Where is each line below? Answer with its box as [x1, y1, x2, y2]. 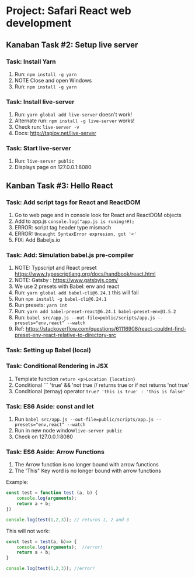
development [6, 16, 72, 30]
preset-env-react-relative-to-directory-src [14, 332, 117, 339]
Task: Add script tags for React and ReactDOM [6, 198, 141, 206]
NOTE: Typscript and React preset [14, 265, 97, 272]
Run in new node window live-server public [14, 427, 123, 434]
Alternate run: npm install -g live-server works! [14, 117, 135, 124]
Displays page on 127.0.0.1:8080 [14, 164, 92, 171]
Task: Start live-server [6, 145, 71, 153]
